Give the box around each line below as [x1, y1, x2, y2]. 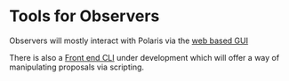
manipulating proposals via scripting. [9, 62, 145, 72]
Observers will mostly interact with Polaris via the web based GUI [9, 35, 249, 46]
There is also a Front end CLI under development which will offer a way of [9, 52, 280, 63]
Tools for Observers [9, 6, 160, 26]
